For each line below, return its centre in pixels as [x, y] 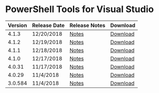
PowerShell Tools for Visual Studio [80, 9]
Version [18, 25]
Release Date [49, 25]
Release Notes [87, 25]
